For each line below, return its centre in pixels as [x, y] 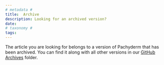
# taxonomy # [19, 28]
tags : [11, 33]
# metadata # [19, 10]
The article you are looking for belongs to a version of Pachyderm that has [82, 47]
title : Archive [22, 14]
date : [11, 24]
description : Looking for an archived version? [56, 19]
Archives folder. [22, 57]
